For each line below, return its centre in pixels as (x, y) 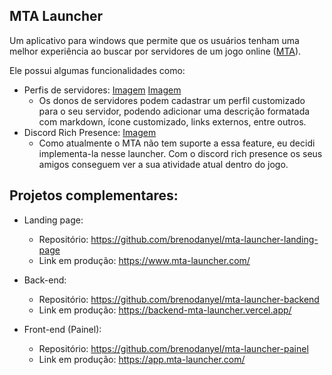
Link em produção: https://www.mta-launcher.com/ (144, 260)
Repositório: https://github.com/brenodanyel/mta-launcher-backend (179, 299)
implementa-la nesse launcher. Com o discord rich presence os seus (180, 153)
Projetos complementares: (94, 195)
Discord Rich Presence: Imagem (90, 132)
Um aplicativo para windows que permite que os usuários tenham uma (154, 40)
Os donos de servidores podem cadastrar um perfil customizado (172, 100)
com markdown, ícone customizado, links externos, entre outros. (172, 121)
